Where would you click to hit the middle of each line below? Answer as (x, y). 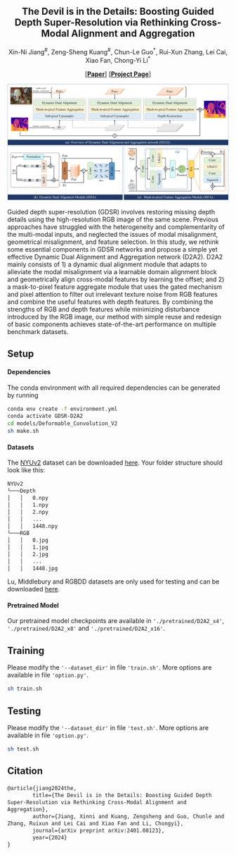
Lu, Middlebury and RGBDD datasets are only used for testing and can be (113, 582)
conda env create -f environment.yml (63, 409)
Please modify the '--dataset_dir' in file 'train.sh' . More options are (110, 668)
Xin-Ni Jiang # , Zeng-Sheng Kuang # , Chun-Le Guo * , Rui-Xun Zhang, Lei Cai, (118, 51)
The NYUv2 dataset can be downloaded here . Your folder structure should (115, 463)
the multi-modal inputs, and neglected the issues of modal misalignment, (113, 234)
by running (23, 395)
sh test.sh (23, 749)
